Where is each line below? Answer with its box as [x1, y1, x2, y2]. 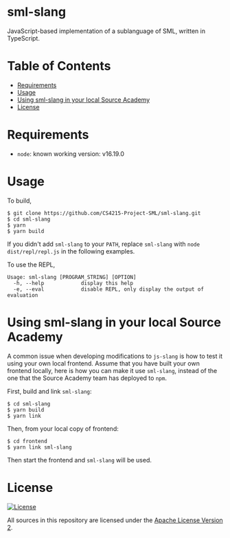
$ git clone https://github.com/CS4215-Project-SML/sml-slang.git [7, 210, 201, 216]
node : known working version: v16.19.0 [16, 149, 125, 158]
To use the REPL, [7, 260, 56, 269]
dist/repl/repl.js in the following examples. [7, 247, 135, 255]
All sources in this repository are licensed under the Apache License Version [7, 516, 223, 524]
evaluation [7, 291, 38, 299]
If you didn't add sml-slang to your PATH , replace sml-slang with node [7, 240, 200, 248]
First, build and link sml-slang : [7, 387, 92, 395]
